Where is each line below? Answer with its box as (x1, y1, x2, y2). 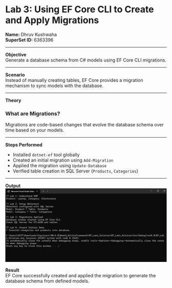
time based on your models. (5, 127, 64, 134)
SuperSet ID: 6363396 (5, 37, 54, 43)
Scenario (5, 72, 25, 78)
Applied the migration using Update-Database (12, 163, 107, 169)
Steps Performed (5, 142, 42, 148)
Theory (5, 97, 21, 103)
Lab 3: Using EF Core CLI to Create (5, 4, 155, 15)
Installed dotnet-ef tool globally (12, 152, 80, 158)
